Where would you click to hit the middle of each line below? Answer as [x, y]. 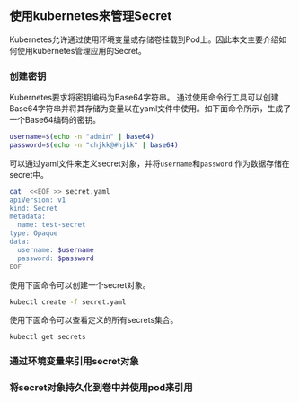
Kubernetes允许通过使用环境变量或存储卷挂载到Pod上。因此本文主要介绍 [144, 39]
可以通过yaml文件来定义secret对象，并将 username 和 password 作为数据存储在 [149, 163]
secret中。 [29, 174]
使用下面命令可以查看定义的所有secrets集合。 [94, 320]
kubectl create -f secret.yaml [68, 302]
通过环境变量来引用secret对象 [74, 362]
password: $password [56, 258]
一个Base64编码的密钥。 [55, 120]
